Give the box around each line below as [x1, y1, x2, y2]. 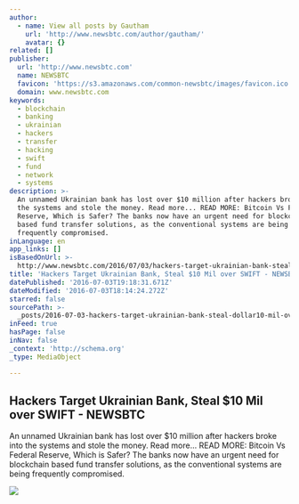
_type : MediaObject [9, 353, 82, 362]
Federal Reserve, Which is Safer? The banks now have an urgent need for [9, 450, 279, 460]
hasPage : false [9, 328, 66, 337]
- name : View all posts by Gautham [17, 21, 149, 30]
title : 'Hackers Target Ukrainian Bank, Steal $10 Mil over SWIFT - [9, 270, 269, 279]
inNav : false [9, 336, 58, 345]
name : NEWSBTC [17, 71, 69, 80]
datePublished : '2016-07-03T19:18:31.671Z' [9, 278, 174, 287]
